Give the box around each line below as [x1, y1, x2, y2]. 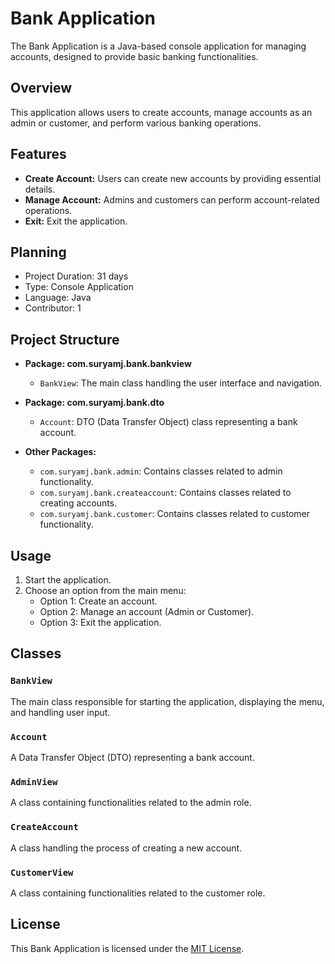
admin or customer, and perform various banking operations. [10, 117, 262, 129]
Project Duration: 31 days [24, 270, 129, 282]
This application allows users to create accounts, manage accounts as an [10, 106, 313, 118]
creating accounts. [39, 497, 118, 509]
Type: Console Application [24, 281, 134, 293]
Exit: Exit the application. [24, 215, 128, 227]
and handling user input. [10, 706, 111, 718]
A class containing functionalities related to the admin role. [10, 797, 252, 809]
